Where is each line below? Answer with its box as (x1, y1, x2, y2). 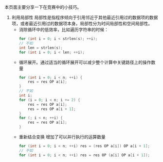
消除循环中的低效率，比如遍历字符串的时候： (18, 27, 109, 32)
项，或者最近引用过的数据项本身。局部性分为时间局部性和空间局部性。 (11, 21, 153, 26)
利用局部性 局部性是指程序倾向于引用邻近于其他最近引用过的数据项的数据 (11, 15, 158, 20)
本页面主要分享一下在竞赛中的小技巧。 (4, 4, 81, 10)
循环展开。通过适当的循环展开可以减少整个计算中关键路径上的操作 (18, 59, 151, 65)
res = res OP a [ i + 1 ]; (28, 106, 76, 112)
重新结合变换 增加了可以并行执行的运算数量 (18, 134, 106, 140)
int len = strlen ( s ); (18, 45, 63, 50)
